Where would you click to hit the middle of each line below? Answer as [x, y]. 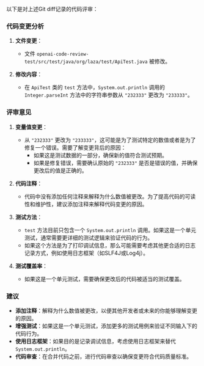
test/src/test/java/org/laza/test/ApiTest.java [86, 62]
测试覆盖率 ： [31, 266]
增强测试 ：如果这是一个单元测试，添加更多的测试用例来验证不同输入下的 [106, 326]
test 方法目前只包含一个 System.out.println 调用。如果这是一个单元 [110, 230]
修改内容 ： [29, 75]
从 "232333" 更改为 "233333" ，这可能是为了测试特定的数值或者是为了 [110, 140]
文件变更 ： [29, 41]
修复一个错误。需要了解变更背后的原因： [75, 147]
